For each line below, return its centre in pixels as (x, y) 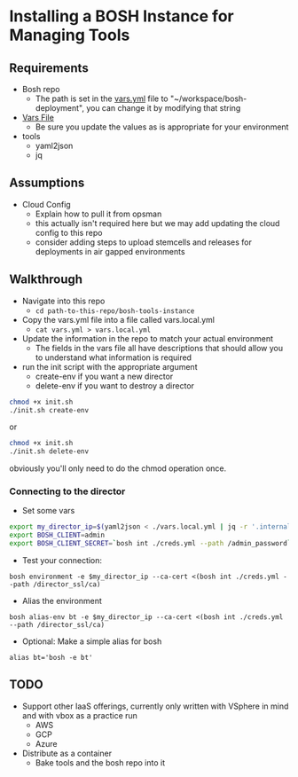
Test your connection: (62, 561)
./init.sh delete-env (49, 451)
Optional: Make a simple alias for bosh (92, 641)
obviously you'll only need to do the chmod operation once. (118, 468)
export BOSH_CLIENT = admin (57, 535)
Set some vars (48, 511)
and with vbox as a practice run (79, 715)
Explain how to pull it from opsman (98, 214)
